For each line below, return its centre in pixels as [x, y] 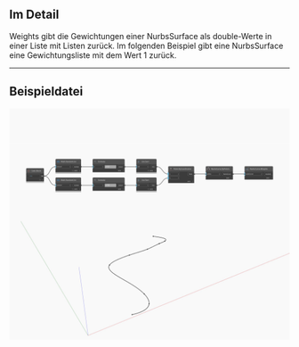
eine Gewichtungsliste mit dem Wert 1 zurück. [93, 55]
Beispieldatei [46, 91]
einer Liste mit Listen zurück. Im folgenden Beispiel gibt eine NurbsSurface [146, 45]
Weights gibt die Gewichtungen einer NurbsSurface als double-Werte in [141, 36]
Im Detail [34, 15]
